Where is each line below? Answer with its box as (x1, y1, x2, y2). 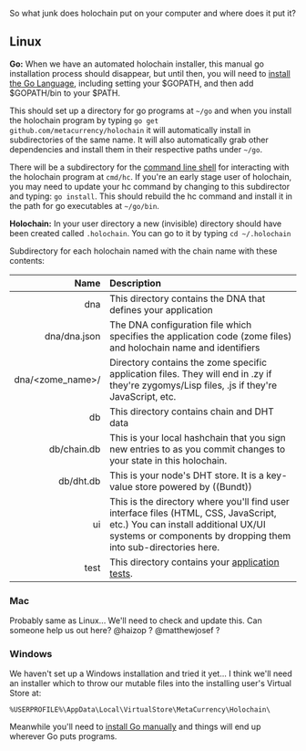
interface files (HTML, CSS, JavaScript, (108, 506, 277, 519)
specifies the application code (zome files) (108, 329, 292, 342)
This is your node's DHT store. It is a (108, 469, 264, 482)
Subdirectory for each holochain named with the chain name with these (9, 245, 278, 256)
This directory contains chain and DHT (108, 405, 275, 418)
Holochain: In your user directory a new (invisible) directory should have (9, 218, 282, 229)
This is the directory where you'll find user (108, 495, 290, 507)
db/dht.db (57, 475, 101, 487)
